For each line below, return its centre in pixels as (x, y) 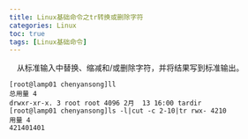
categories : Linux (43, 26)
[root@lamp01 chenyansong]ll (63, 84)
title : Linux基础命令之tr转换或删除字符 (76, 17)
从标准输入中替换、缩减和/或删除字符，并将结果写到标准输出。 (131, 68)
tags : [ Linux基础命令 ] (48, 42)
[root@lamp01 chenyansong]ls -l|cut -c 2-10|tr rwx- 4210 (118, 111)
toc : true (27, 33)
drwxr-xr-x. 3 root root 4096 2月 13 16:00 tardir (105, 103)
